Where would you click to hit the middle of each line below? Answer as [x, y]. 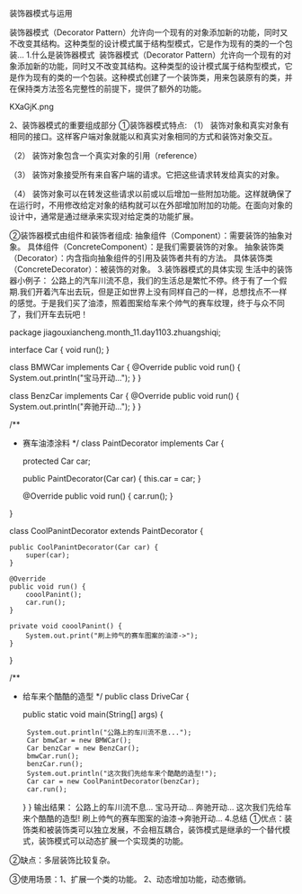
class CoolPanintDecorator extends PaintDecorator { [107, 531]
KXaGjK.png [31, 107]
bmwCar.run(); [53, 756]
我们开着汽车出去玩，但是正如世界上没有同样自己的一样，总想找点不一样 [153, 292]
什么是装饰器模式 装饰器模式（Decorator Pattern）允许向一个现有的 [157, 55]
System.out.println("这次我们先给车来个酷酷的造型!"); [122, 773]
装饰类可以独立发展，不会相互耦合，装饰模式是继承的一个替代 [168, 830]
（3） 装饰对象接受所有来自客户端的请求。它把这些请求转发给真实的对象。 [147, 175]
